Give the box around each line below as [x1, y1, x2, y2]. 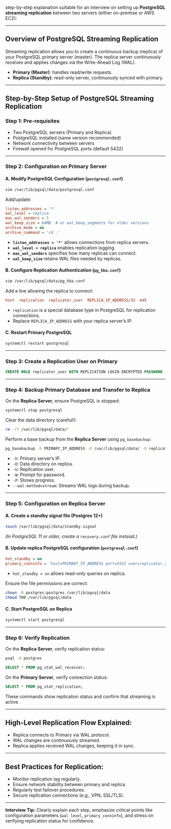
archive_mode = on [5, 225, 44, 230]
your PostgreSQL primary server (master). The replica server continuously [5, 54, 161, 60]
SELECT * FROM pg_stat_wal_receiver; [5, 665, 85, 670]
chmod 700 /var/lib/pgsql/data [5, 595, 72, 600]
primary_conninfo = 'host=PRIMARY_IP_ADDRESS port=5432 [5, 561, 126, 566]
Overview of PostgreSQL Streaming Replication [5, 35, 159, 43]
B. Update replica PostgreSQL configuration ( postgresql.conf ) [5, 545, 138, 551]
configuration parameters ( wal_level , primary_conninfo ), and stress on [5, 813, 154, 819]
